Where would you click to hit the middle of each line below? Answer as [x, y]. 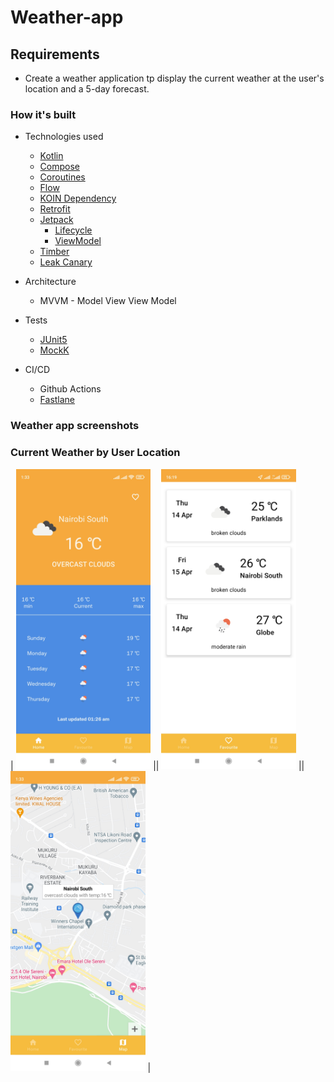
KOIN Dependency [78, 198]
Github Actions [70, 389]
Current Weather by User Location [95, 453]
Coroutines [62, 177]
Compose [59, 167]
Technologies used [64, 137]
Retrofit [55, 209]
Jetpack [56, 220]
